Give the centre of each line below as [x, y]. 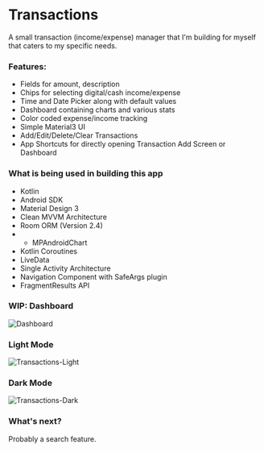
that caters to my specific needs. [63, 45]
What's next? [35, 421]
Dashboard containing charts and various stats [97, 110]
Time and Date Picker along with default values [98, 102]
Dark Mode [30, 383]
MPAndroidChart [60, 243]
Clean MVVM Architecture [63, 217]
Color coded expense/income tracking [84, 118]
